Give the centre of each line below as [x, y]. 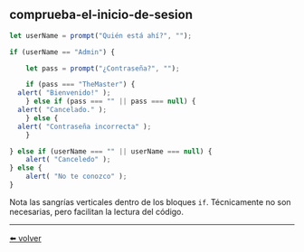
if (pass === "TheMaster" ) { [81, 85]
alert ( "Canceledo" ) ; [68, 160]
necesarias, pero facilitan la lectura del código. [96, 211]
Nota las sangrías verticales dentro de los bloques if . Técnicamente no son [150, 201]
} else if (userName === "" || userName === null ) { [111, 151]
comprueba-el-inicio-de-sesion [101, 15]
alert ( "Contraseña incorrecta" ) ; [85, 126]
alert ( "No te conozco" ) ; [76, 177]
